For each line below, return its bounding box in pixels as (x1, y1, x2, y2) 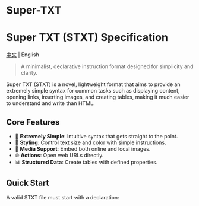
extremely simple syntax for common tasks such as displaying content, (6, 87, 180, 94)
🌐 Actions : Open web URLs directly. (14, 151, 104, 159)
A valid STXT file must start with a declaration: (6, 194, 120, 201)
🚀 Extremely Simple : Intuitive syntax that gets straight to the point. (14, 132, 178, 140)
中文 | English (6, 51, 40, 58)
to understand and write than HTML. (6, 100, 95, 107)
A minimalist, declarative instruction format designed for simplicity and (20, 63, 194, 70)
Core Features (6, 117, 60, 127)
